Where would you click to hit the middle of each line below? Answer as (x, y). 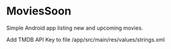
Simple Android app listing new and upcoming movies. (75, 28)
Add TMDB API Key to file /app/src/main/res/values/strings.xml (85, 39)
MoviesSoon (39, 11)
